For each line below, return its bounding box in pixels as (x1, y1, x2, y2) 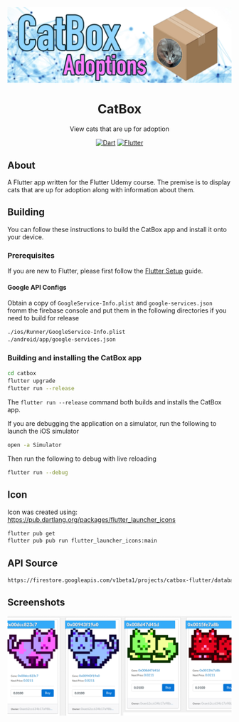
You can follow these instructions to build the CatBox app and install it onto (7, 225, 228, 234)
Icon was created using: (7, 508, 78, 516)
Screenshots (7, 597, 65, 609)
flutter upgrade (7, 377, 55, 384)
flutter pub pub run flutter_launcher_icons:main (7, 538, 158, 545)
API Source (7, 557, 58, 569)
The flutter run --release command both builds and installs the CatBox (7, 398, 222, 407)
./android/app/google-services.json (7, 336, 116, 343)
